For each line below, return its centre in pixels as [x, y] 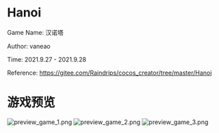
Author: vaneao [29, 46]
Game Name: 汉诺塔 [35, 32]
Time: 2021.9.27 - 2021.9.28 [47, 59]
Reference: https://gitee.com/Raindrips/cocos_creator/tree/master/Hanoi [109, 73]
